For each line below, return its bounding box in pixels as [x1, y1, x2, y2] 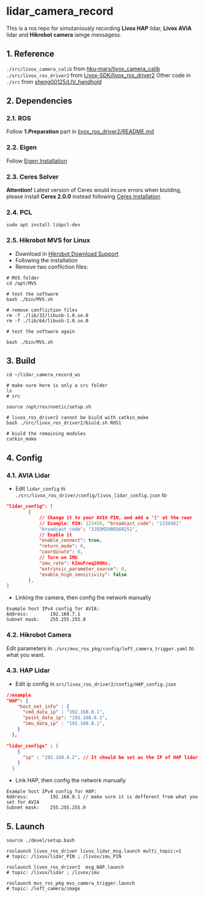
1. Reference [6, 49, 55, 59]
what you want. [6, 651, 45, 658]
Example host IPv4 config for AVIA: [6, 606, 100, 612]
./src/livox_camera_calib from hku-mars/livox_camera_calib [6, 65, 161, 72]
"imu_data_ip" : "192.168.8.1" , [22, 721, 105, 727]
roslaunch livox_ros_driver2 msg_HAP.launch [6, 864, 124, 870]
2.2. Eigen [6, 143, 37, 152]
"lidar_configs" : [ [6, 743, 59, 749]
